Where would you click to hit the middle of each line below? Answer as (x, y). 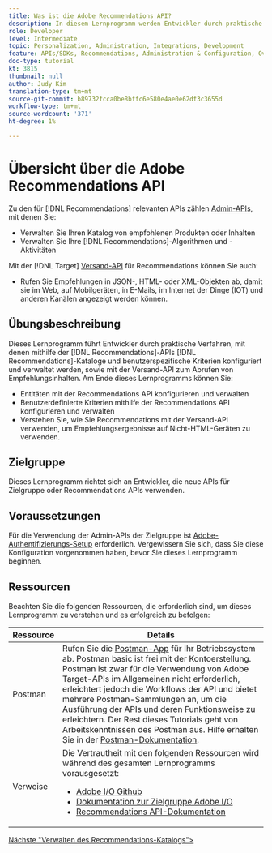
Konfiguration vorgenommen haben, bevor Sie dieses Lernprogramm (123, 553)
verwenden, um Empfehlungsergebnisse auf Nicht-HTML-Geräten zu (135, 428)
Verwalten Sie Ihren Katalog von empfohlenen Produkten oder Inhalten (138, 233)
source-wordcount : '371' (50, 114)
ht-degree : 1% (32, 122)
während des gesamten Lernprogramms (138, 763)
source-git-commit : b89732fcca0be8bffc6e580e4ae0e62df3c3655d (115, 99)
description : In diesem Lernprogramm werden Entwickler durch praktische (136, 24)
